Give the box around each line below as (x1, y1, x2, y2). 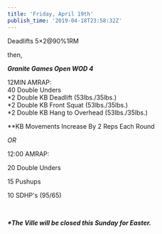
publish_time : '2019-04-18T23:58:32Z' (7, 17, 122, 24)
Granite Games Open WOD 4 (7, 64, 94, 73)
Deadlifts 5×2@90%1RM (7, 36, 80, 45)
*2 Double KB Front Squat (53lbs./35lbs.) (7, 100, 129, 109)
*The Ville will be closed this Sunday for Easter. (7, 218, 151, 227)
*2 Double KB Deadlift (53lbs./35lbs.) (7, 93, 117, 102)
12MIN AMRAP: (7, 78, 52, 86)
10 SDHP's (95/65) (7, 191, 62, 199)
